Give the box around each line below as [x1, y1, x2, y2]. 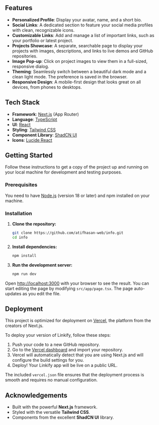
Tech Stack [5, 98, 40, 107]
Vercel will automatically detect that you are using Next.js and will [12, 352, 143, 358]
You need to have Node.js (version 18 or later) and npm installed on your [5, 193, 150, 198]
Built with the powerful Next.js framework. [12, 404, 98, 410]
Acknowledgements [5, 391, 68, 399]
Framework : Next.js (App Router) [12, 111, 79, 117]
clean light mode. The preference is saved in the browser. [12, 74, 128, 79]
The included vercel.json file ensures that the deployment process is [5, 372, 144, 378]
